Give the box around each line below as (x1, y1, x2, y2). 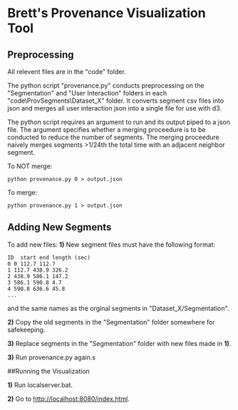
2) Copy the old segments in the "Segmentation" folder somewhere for (7, 317, 215, 326)
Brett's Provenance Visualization (7, 5, 206, 21)
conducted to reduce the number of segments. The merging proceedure (7, 133, 219, 141)
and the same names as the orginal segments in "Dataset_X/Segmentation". (7, 304, 229, 312)
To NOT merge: (7, 162, 53, 170)
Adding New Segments (7, 221, 112, 233)
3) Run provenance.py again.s (7, 353, 96, 362)
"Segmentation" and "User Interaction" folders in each (7, 89, 167, 97)
